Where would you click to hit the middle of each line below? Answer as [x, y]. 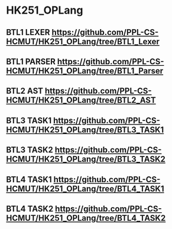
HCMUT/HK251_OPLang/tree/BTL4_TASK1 [85, 188]
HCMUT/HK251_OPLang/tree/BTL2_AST [81, 101]
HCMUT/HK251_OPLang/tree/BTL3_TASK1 [85, 130]
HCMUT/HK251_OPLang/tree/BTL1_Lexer [83, 41]
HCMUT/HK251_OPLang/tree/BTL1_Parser [85, 71]
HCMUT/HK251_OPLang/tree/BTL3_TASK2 [86, 159]
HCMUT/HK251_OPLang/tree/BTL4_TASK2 [86, 218]
